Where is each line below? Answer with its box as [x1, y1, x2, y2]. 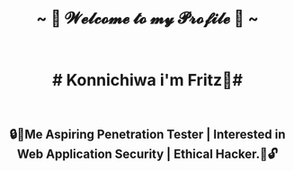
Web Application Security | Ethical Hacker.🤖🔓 [17, 147, 278, 162]
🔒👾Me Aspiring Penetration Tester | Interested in [9, 127, 286, 142]
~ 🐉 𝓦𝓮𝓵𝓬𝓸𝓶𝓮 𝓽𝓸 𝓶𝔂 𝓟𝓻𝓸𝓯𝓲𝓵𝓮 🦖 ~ [36, 8, 259, 29]
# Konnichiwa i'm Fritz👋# [51, 70, 244, 91]
